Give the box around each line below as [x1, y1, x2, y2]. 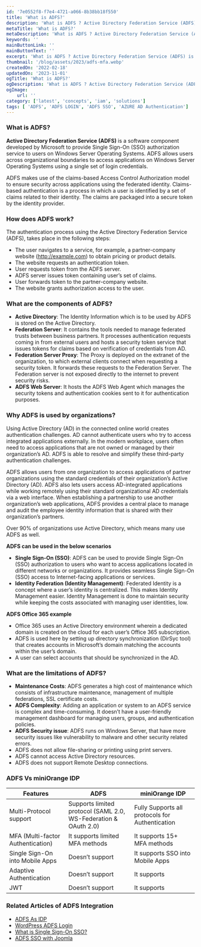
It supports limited [68, 832, 120, 840]
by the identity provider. [6, 199, 65, 207]
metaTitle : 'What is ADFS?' [6, 25, 77, 32]
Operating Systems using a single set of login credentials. [6, 163, 148, 170]
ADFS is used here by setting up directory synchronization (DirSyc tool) [14, 634, 191, 642]
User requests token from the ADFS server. [14, 265, 121, 273]
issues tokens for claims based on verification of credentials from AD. [14, 345, 187, 352]
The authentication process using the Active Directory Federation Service [6, 229, 187, 236]
